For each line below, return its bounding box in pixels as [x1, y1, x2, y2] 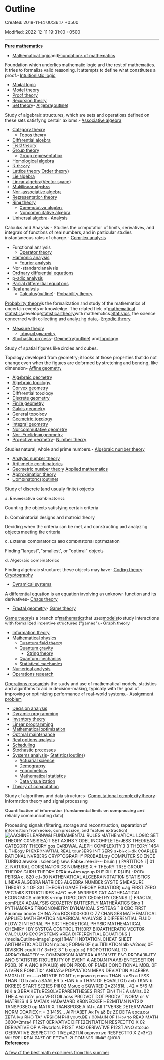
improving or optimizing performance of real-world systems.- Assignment [5, 691, 154, 697]
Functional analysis [12, 244, 51, 250]
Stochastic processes [12, 747, 56, 753]
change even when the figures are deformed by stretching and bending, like [5, 360, 158, 366]
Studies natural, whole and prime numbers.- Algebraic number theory [5, 446, 145, 452]
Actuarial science [19, 757, 55, 763]
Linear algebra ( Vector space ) [12, 178, 71, 184]
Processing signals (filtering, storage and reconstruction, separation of [5, 822, 147, 828]
